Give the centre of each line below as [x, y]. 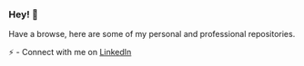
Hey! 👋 [23, 14]
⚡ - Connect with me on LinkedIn [70, 52]
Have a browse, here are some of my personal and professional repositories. [152, 34]
